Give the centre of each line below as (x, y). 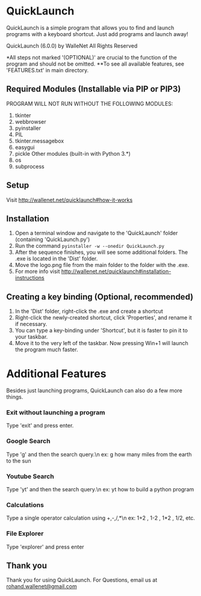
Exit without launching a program (56, 413)
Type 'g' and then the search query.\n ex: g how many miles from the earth (99, 454)
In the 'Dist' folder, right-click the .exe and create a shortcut (89, 312)
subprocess (29, 166)
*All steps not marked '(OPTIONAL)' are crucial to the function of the (92, 57)
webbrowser (30, 121)
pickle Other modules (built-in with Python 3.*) (73, 153)
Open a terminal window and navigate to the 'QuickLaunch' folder (96, 233)
